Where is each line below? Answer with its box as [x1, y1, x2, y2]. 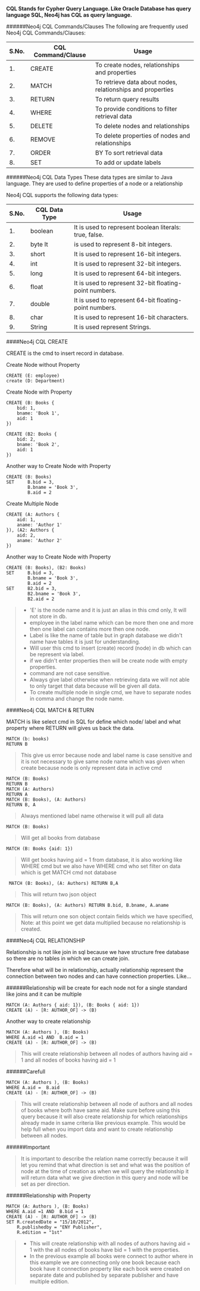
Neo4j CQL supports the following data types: [6, 192, 119, 198]
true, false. [74, 230, 104, 239]
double [30, 300, 50, 308]
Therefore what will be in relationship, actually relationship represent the [6, 966, 183, 973]
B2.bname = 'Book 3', [27, 591, 82, 597]
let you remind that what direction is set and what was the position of [20, 1161, 190, 1168]
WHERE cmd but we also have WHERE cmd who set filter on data [20, 863, 181, 869]
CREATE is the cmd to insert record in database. [6, 350, 124, 357]
